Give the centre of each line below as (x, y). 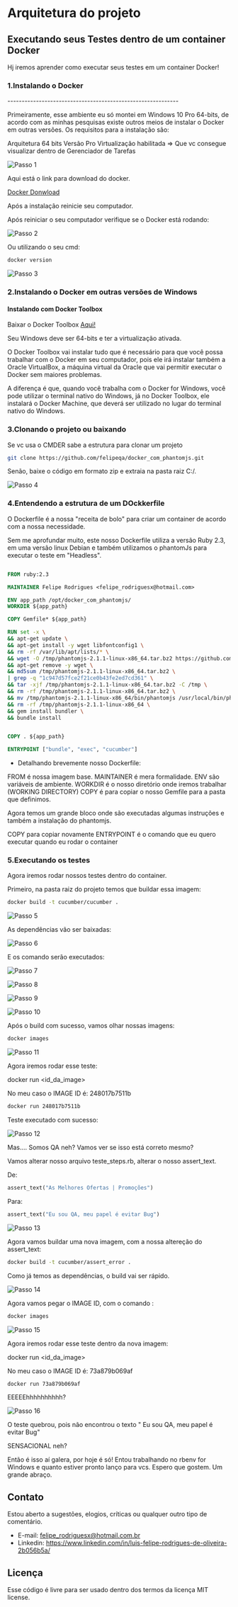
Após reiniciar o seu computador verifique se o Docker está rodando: (108, 220)
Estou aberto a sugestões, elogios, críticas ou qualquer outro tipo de (107, 1514)
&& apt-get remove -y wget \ (50, 665)
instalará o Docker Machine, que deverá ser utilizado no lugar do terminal (114, 404)
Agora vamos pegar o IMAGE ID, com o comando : (81, 1303)
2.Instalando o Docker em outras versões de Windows (102, 292)
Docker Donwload (34, 192)
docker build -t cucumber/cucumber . (63, 902)
